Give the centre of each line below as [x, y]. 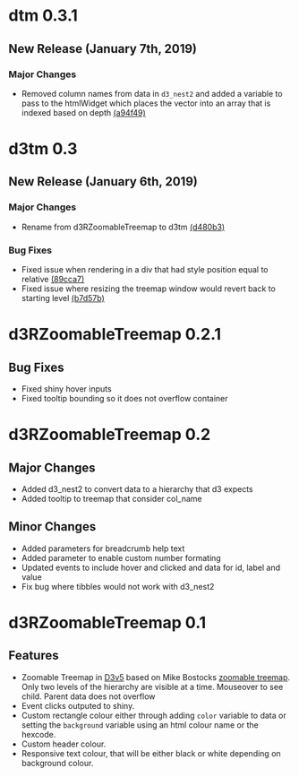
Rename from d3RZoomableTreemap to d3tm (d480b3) [123, 227]
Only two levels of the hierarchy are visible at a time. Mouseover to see [152, 686]
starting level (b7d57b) [63, 298]
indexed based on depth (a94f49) [84, 112]
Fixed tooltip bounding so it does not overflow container [125, 399]
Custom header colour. [64, 744]
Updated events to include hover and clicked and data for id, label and [151, 567]
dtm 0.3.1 [43, 16]
